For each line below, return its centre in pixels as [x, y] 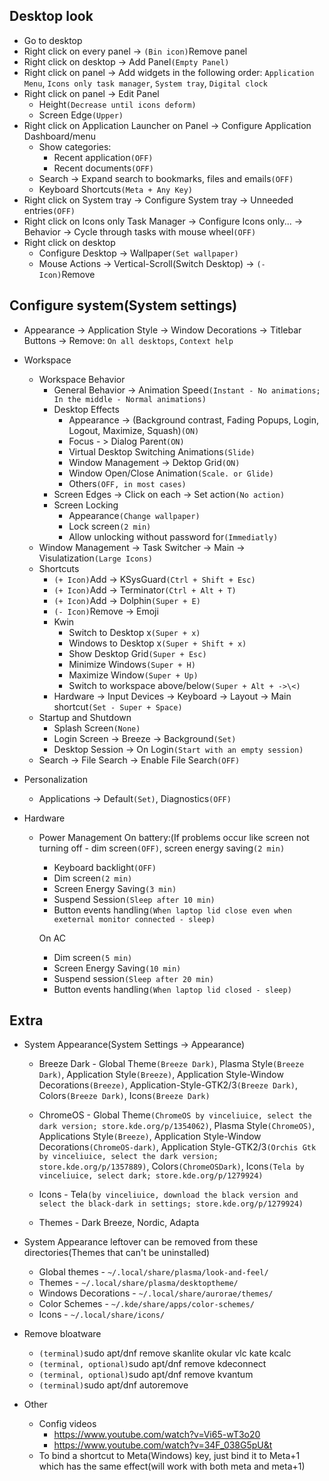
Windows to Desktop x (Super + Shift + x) [157, 643]
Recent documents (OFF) [103, 168]
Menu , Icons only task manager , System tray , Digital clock [145, 83]
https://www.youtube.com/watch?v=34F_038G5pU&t [163, 1445]
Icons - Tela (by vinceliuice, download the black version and [168, 1195]
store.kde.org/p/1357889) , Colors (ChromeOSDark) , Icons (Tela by [171, 1166]
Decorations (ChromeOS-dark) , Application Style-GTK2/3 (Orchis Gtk [177, 1147]
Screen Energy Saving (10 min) [117, 968]
